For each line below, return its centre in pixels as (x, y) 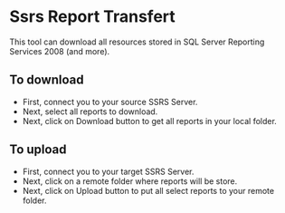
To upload (38, 150)
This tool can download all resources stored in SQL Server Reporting (137, 42)
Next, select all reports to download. (90, 111)
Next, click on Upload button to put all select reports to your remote (148, 190)
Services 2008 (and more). (60, 51)
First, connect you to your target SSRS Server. (108, 171)
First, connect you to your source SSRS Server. (110, 102)
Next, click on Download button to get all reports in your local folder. (150, 121)
